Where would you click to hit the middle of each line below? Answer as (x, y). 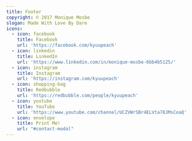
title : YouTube (36, 106)
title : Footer (24, 12)
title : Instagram (39, 73)
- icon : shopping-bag (39, 85)
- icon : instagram (35, 67)
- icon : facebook (33, 34)
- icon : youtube (32, 101)
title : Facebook (38, 40)
